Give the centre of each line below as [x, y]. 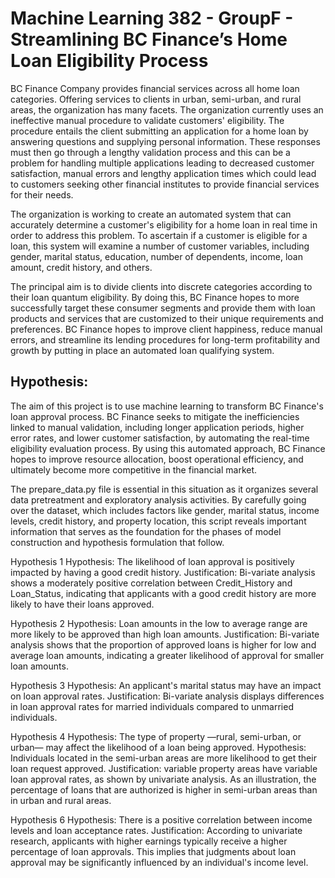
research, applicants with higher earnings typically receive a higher [149, 841]
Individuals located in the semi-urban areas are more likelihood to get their [163, 758]
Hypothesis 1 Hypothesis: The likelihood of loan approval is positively [152, 561]
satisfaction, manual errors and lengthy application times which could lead [163, 173]
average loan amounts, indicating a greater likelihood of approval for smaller [167, 655]
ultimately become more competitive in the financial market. [134, 469]
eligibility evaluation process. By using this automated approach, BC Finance [168, 448]
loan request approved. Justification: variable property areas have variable [164, 768]
